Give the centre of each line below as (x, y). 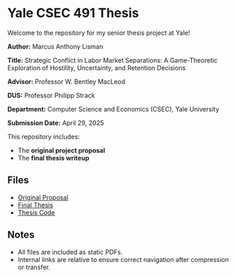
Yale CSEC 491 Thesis (73, 13)
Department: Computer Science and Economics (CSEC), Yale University (113, 109)
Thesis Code (36, 212)
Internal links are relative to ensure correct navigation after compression (123, 259)
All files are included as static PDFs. (70, 252)
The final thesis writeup (53, 158)
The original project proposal (61, 150)
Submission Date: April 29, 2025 (56, 123)
